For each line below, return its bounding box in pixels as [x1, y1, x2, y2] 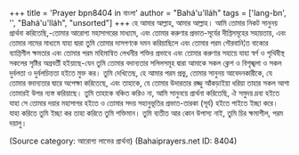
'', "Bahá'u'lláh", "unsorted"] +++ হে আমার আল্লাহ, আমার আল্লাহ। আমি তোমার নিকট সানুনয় [9, 18, 278, 28]
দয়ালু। [9, 118, 28, 128]
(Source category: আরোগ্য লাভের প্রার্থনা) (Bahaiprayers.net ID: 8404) [9, 135, 238, 146]
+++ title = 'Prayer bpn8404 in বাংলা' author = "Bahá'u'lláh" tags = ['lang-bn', [9, 8, 287, 18]
